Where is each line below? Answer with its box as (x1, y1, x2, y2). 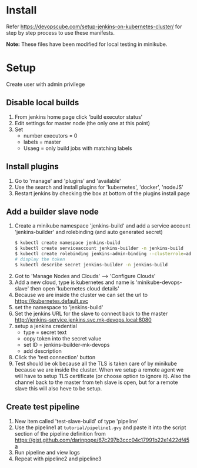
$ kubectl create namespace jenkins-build (14, 240, 121, 246)
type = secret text (23, 329, 67, 336)
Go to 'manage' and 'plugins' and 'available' (14, 177, 122, 184)
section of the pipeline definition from (14, 430, 106, 437)
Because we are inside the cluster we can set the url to (14, 291, 148, 298)
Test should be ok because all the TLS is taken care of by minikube (14, 360, 178, 367)
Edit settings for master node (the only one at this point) (14, 119, 151, 126)
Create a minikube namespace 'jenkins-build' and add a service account (14, 222, 191, 229)
